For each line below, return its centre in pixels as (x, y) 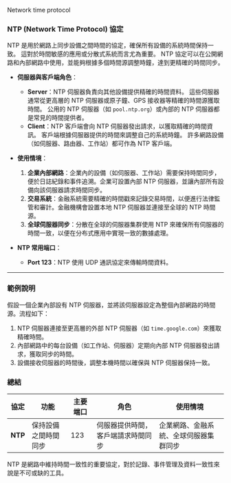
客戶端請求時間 (121, 435)
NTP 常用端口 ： (39, 248)
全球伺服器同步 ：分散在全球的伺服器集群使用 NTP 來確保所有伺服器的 (125, 225)
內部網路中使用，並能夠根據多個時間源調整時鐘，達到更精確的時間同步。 (121, 63)
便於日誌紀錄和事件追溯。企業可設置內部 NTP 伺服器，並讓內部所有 (122, 181)
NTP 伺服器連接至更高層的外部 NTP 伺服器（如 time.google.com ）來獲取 (119, 328)
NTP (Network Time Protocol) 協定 (65, 29)
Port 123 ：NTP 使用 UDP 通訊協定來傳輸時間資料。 (100, 263)
